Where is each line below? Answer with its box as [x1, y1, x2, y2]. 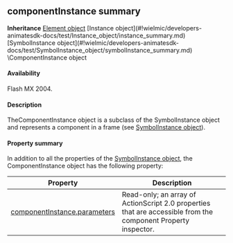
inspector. [121, 224, 155, 234]
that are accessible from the [121, 207, 214, 217]
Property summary [7, 138, 63, 147]
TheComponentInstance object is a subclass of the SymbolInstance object [7, 116, 221, 124]
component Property [121, 216, 189, 226]
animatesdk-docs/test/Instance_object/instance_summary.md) [7, 31, 186, 39]
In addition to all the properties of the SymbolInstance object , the [7, 154, 193, 163]
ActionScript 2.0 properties [121, 199, 211, 208]
